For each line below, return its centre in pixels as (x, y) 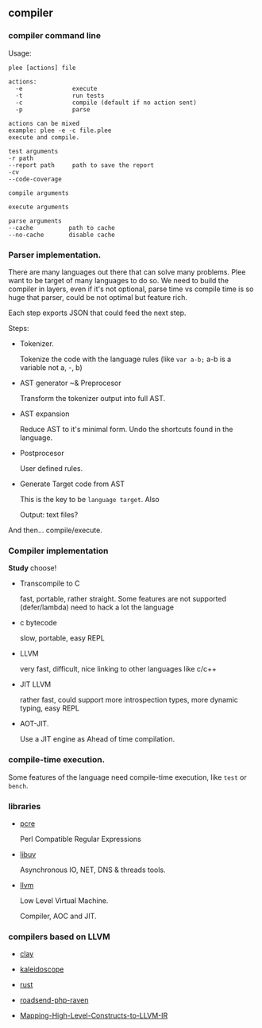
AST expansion (44, 414)
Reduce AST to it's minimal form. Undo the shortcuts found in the (126, 429)
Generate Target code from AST (72, 484)
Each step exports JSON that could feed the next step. (97, 313)
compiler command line (55, 36)
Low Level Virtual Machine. (64, 900)
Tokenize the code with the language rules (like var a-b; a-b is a (125, 359)
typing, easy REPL (49, 708)
